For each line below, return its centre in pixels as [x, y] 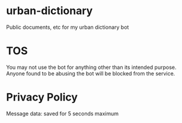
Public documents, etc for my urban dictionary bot [68, 27]
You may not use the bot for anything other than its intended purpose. [91, 67]
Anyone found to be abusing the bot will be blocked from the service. [91, 73]
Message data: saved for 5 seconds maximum [63, 114]
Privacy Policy [42, 97]
